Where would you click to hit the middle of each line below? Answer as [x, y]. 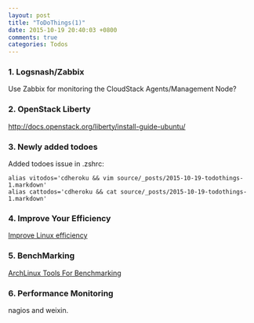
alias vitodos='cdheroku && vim [61, 178]
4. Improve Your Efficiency [60, 218]
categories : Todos [38, 45]
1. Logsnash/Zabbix [46, 72]
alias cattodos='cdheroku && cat [63, 192]
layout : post [29, 15]
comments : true [33, 37]
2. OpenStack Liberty [50, 109]
